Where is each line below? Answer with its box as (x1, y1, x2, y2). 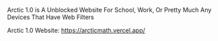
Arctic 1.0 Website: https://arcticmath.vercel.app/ (7, 27, 145, 34)
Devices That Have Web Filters (7, 13, 95, 21)
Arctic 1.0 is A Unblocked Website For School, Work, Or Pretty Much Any (7, 6, 212, 14)
